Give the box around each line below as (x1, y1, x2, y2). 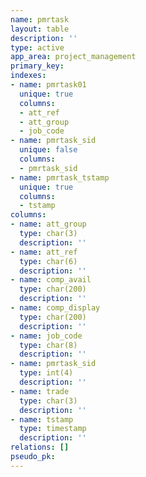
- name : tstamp (10, 414, 74, 425)
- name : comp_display (10, 303, 101, 313)
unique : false (19, 145, 78, 155)
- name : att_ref (10, 247, 78, 257)
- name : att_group (10, 219, 87, 230)
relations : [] (10, 442, 70, 453)
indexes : (10, 71, 47, 81)
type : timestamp (19, 424, 87, 434)
